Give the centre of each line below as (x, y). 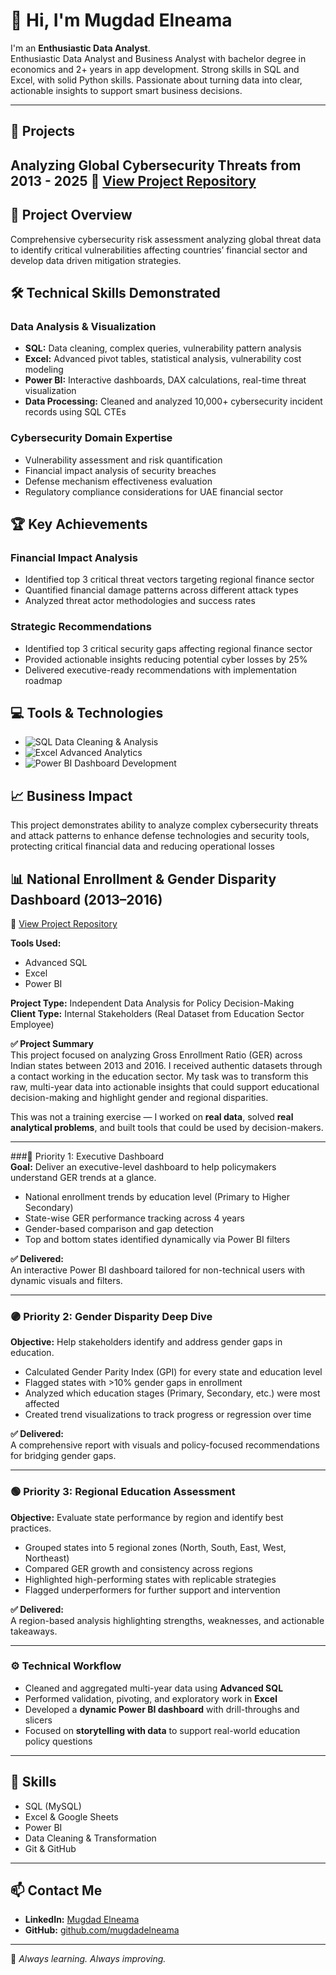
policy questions (58, 1741)
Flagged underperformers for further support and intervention (152, 1590)
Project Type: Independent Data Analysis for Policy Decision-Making (152, 1003)
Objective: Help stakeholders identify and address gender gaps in (146, 1342)
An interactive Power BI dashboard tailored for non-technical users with (158, 1270)
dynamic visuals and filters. (66, 1280)
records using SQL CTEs (75, 412)
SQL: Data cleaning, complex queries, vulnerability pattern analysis (163, 348)
